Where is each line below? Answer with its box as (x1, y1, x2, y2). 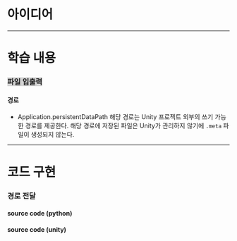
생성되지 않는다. (30, 130, 75, 139)
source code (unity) (7, 225, 67, 233)
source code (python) (7, 209, 73, 217)
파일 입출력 (7, 77, 43, 87)
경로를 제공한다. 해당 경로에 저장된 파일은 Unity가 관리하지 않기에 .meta (25, 121, 222, 130)
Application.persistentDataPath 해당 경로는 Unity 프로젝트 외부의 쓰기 (17, 113, 214, 121)
